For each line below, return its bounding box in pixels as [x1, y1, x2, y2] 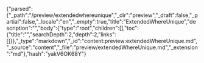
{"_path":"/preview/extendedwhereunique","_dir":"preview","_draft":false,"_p [6, 12, 198, 19]
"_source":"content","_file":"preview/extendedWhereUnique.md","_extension [6, 44, 198, 51]
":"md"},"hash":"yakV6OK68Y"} [6, 50, 86, 57]
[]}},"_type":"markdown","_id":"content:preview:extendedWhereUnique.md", [6, 38, 198, 44]
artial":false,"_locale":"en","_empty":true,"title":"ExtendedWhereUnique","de [6, 18, 196, 25]
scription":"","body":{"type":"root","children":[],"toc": [6, 24, 139, 31]
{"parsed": [6, 5, 33, 12]
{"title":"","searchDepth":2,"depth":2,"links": [6, 31, 117, 38]
